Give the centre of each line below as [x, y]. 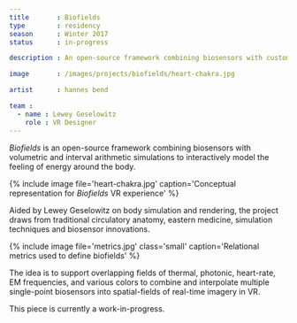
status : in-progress [59, 42]
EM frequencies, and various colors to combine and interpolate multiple [139, 282]
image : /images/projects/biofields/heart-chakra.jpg [122, 74]
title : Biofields [55, 17]
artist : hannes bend [59, 90]
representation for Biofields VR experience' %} [94, 193]
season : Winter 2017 [59, 34]
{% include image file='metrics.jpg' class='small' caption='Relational [134, 246]
